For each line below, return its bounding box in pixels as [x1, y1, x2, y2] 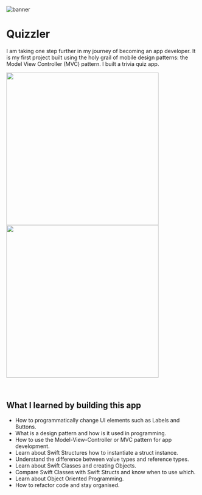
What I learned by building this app [6, 400, 142, 411]
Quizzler [6, 27, 50, 41]
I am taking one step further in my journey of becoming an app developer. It [6, 47, 196, 54]
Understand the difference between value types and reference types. [15, 455, 189, 463]
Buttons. [15, 423, 37, 430]
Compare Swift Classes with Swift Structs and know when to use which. [15, 468, 196, 475]
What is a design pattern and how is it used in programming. [15, 429, 167, 436]
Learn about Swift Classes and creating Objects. [15, 461, 137, 469]
